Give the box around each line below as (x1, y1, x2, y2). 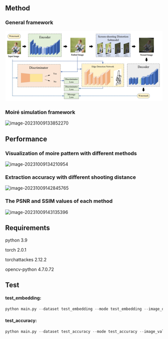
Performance (5, 135, 47, 143)
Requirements (5, 223, 50, 233)
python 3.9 (5, 237, 27, 243)
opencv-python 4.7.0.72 (5, 266, 54, 272)
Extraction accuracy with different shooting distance (5, 174, 136, 181)
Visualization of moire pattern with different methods (5, 150, 137, 157)
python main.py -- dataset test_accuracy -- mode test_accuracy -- (5, 329, 144, 334)
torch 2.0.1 (5, 247, 26, 253)
